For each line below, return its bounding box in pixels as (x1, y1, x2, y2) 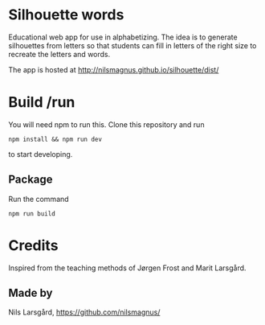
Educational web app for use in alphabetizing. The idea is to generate (8, 32, 238, 42)
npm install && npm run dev (8, 135, 103, 143)
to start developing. (8, 149, 73, 158)
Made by (8, 286, 53, 300)
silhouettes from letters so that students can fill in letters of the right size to (8, 40, 257, 50)
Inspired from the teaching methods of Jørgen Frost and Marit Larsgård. (8, 263, 247, 273)
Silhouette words (8, 6, 124, 24)
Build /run (8, 93, 75, 112)
